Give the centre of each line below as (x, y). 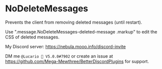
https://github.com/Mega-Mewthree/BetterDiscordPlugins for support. (77, 61)
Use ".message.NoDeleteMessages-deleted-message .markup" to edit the (81, 32)
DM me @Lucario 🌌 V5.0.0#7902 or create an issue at (59, 56)
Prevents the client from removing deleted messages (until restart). (74, 22)
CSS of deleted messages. (32, 37)
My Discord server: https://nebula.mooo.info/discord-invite (65, 46)
